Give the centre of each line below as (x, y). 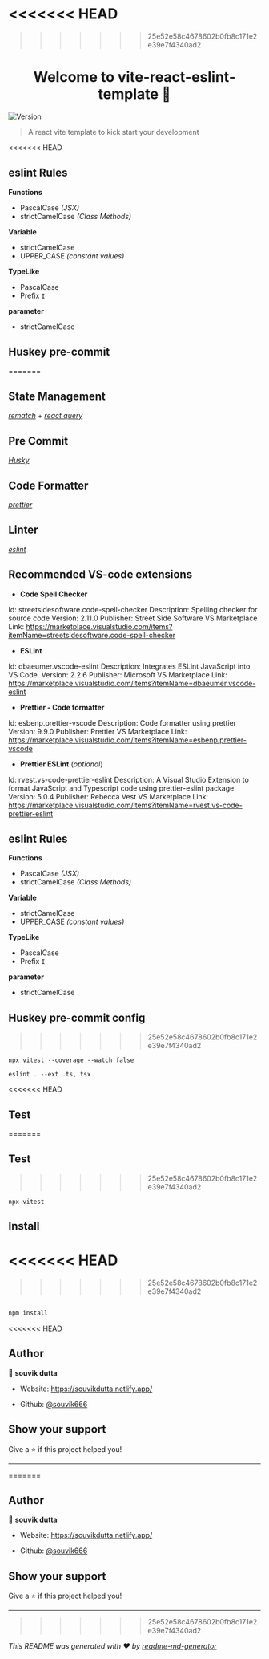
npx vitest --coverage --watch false (71, 1060)
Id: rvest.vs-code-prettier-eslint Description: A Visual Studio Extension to (129, 779)
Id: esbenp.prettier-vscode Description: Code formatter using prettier (122, 722)
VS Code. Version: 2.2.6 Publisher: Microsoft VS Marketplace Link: (118, 674)
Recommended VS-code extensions (100, 575)
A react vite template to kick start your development (113, 132)
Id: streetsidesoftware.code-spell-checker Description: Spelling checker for (133, 609)
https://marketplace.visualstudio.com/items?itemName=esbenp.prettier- (127, 740)
